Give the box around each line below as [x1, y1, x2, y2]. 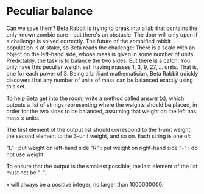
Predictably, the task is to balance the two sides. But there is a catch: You [6, 57, 191, 64]
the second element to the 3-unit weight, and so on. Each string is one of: [6, 132, 191, 140]
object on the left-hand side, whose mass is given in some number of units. [6, 50, 195, 57]
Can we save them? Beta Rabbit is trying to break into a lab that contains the [6, 24, 198, 32]
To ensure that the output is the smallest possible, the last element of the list [6, 162, 198, 170]
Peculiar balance [6, 4, 93, 18]
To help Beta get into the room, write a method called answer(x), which [6, 95, 185, 102]
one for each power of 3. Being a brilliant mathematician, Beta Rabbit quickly [6, 70, 199, 77]
